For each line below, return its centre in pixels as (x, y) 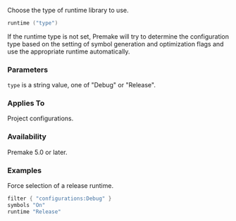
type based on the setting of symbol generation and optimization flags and (116, 44)
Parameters (27, 70)
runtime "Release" (34, 211)
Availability (27, 137)
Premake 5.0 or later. (38, 152)
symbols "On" (26, 205)
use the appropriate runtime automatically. (69, 51)
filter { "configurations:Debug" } (60, 199)
